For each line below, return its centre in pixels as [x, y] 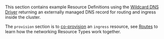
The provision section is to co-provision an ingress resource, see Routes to [82, 26]
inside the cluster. [23, 17]
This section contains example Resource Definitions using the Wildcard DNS [82, 7]
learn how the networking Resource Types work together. [63, 32]
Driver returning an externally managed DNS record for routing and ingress [81, 12]
